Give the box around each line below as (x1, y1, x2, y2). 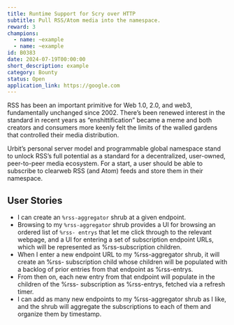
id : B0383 (7, 50, 36, 57)
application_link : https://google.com (7, 82, 120, 89)
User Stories (7, 194, 63, 207)
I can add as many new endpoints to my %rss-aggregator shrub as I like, (17, 295, 227, 303)
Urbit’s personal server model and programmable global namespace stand (7, 144, 221, 153)
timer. (17, 288, 34, 296)
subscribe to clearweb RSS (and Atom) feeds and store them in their (7, 167, 204, 175)
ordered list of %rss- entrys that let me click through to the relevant (17, 228, 212, 237)
